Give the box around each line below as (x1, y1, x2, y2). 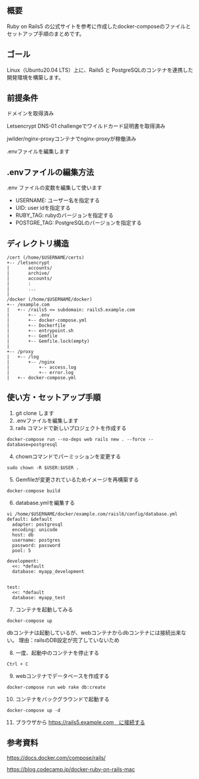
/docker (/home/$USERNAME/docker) (7, 296, 93, 303)
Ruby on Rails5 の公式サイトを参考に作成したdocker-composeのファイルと (7, 23, 191, 30)
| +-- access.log (7, 364, 77, 370)
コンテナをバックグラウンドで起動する (15, 695, 110, 703)
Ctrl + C (7, 661, 29, 667)
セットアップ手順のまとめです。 (7, 30, 85, 37)
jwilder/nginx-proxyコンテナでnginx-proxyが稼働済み (7, 135, 136, 142)
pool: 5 (12, 547, 32, 554)
